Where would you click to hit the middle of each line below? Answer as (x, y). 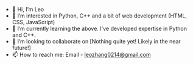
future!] (22, 48)
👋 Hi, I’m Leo (28, 9)
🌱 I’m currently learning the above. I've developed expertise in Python (100, 28)
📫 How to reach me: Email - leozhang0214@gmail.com (81, 55)
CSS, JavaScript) (33, 22)
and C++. (24, 35)
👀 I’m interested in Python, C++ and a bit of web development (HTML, (100, 16)
